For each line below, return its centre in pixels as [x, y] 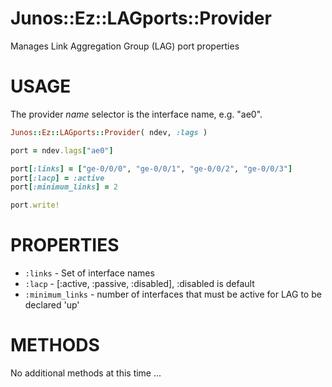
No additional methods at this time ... [86, 373]
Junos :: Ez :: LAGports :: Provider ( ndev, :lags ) [109, 132]
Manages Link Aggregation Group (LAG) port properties [125, 46]
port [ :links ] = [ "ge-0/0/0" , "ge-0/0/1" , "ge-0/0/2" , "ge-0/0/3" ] [151, 168]
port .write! [35, 205]
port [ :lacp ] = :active [57, 178]
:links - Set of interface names [89, 273]
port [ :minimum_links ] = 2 [64, 187]
